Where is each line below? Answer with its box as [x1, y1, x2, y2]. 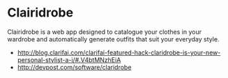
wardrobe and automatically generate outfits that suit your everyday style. [7, 35, 220, 43]
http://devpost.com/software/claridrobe [17, 63, 132, 71]
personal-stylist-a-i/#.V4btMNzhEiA [17, 55, 121, 64]
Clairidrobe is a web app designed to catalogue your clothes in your [7, 28, 202, 36]
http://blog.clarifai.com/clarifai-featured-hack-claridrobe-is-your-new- [17, 48, 221, 57]
